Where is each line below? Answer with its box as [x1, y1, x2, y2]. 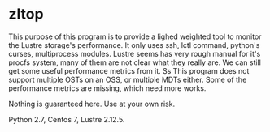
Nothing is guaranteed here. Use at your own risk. [8, 99, 176, 109]
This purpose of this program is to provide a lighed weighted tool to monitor [8, 32, 262, 41]
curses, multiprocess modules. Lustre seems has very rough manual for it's [8, 49, 261, 58]
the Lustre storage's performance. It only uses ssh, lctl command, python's [8, 40, 260, 49]
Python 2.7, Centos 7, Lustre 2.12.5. [8, 114, 125, 124]
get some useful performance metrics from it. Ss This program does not [8, 66, 250, 75]
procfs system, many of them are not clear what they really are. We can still [8, 57, 262, 67]
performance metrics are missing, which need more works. [8, 83, 207, 93]
